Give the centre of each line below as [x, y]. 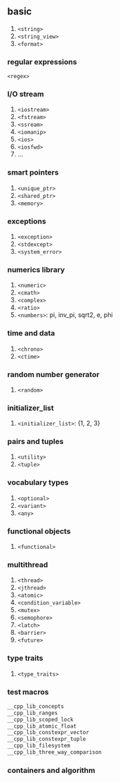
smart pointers [33, 173]
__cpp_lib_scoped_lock [40, 719]
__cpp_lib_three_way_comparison [54, 752]
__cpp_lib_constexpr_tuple [47, 739]
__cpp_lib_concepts [36, 706]
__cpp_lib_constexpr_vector [48, 733]
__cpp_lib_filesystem [39, 746]
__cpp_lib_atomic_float [42, 726]
